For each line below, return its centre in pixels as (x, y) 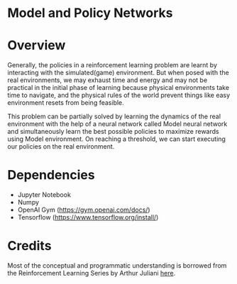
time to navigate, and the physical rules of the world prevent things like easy (119, 95)
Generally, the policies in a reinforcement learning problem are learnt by (112, 65)
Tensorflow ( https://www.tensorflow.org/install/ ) (88, 217)
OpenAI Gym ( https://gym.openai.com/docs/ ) (84, 210)
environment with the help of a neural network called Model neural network (117, 124)
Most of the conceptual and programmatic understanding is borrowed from (117, 266)
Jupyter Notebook (44, 195)
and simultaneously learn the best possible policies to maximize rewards (113, 132)
